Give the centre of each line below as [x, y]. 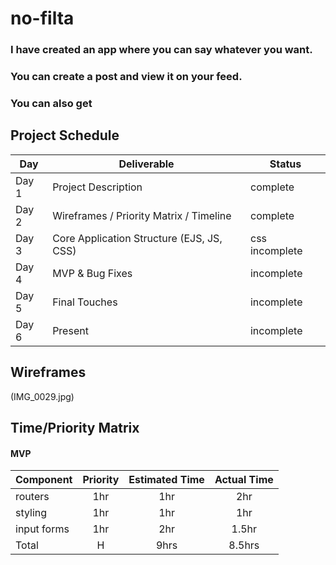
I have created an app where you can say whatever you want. [161, 50]
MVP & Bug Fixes [92, 273]
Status [285, 164]
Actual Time [244, 480]
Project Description [97, 187]
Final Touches [85, 302]
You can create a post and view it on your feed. [126, 77]
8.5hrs [244, 545]
